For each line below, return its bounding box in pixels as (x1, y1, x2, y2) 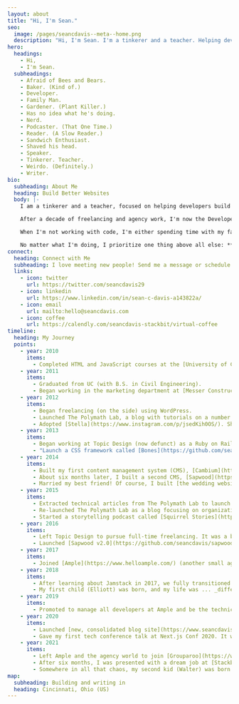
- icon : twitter (20, 275, 69, 282)
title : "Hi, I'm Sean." (7, 17, 78, 24)
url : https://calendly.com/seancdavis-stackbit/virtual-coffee (26, 321, 218, 328)
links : (14, 268, 33, 275)
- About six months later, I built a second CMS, (33, 474, 183, 481)
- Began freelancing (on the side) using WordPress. (33, 407, 193, 414)
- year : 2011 (20, 367, 59, 374)
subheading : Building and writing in (14, 679, 126, 686)
